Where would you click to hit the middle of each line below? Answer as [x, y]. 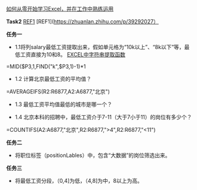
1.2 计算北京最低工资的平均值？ [53, 79]
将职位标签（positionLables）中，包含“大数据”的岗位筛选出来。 [93, 155]
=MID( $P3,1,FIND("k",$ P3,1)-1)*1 [46, 67]
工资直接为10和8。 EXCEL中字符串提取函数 [73, 55]
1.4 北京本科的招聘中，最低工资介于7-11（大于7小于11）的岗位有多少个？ [103, 117]
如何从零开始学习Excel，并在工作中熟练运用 [60, 9]
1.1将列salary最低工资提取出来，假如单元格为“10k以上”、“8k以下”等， [100, 47]
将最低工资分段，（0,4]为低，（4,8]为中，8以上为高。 [79, 181]
